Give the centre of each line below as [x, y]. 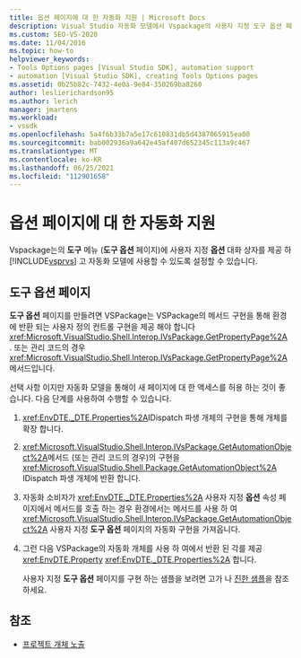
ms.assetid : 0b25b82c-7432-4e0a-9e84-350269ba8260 [106, 84]
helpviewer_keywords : [50, 59]
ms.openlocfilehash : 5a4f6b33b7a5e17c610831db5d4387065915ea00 [130, 135]
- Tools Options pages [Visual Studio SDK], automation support [132, 68]
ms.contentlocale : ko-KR [56, 159]
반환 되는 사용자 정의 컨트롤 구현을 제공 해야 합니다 [107, 327]
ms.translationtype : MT [54, 151]
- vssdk [24, 127]
